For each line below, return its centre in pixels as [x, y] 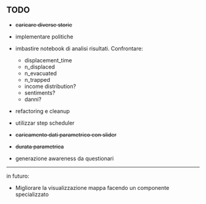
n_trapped [37, 79]
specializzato [32, 194]
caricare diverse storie [44, 24]
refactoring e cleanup [43, 111]
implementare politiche [44, 37]
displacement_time [48, 60]
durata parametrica [40, 147]
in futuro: [18, 176]
